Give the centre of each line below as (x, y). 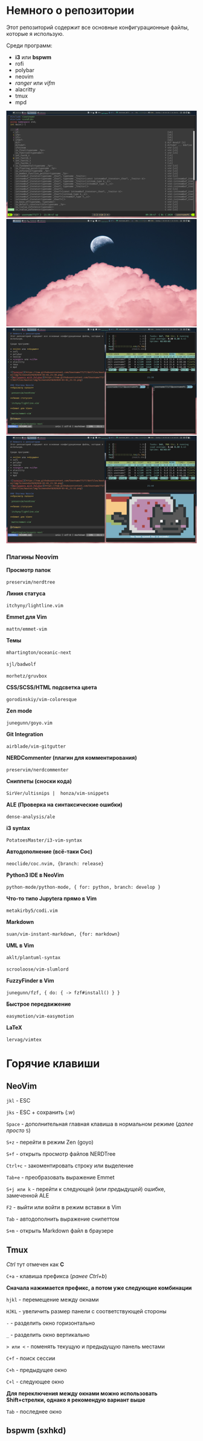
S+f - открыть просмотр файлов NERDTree (61, 1154)
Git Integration (25, 734)
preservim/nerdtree (31, 582)
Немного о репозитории (70, 11)
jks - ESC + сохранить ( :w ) (41, 1112)
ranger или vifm (35, 83)
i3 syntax (18, 828)
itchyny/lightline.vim (35, 606)
